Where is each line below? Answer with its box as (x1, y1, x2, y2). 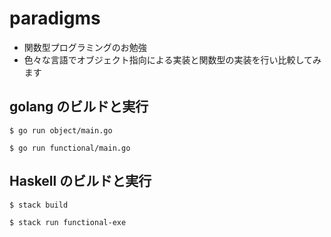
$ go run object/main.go (9, 125, 113, 136)
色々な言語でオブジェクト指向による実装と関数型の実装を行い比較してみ (23, 53, 322, 66)
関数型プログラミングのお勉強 (23, 41, 147, 53)
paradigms (9, 7, 101, 30)
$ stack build (9, 200, 69, 210)
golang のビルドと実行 (9, 98, 149, 116)
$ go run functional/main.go (9, 143, 131, 153)
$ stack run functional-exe (9, 217, 127, 227)
